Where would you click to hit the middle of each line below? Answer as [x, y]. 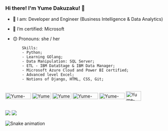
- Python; [32, 53]
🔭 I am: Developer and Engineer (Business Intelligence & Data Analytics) [88, 19]
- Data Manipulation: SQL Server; [58, 61]
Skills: [30, 48]
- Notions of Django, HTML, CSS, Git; [63, 79]
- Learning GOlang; [43, 57]
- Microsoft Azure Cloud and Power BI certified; [75, 71]
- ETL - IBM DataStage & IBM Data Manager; [69, 66]
